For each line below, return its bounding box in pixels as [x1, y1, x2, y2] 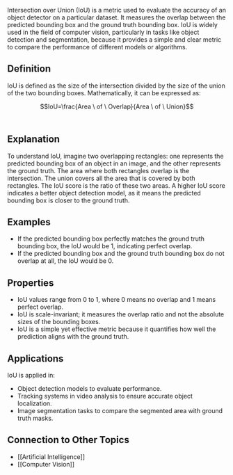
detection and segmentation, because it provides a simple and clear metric [7, 35, 222, 44]
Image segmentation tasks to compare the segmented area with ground [17, 407, 223, 415]
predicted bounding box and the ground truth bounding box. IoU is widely [7, 21, 218, 29]
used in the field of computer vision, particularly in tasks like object [7, 28, 200, 36]
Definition [7, 63, 51, 75]
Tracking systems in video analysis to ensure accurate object [17, 392, 193, 401]
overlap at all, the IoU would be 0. [17, 257, 114, 265]
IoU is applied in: [7, 371, 56, 380]
